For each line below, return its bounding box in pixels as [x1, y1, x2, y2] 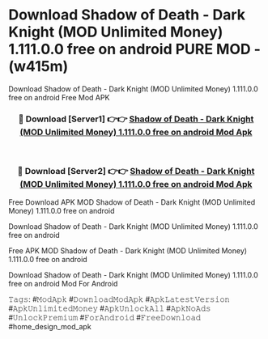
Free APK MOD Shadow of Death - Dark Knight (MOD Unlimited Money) [8, 245, 248, 256]
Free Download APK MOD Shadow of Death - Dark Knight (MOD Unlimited [8, 197, 256, 207]
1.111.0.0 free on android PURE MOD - [8, 40, 262, 58]
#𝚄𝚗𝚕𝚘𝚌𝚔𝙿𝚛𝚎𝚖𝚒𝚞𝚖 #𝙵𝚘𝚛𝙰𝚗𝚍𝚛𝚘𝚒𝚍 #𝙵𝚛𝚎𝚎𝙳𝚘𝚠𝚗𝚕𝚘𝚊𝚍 [8, 312, 201, 322]
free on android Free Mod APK [8, 92, 110, 102]
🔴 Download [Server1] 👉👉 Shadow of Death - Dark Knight [18, 113, 254, 125]
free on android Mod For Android [8, 278, 118, 288]
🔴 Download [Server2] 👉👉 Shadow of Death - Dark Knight [17, 166, 255, 177]
